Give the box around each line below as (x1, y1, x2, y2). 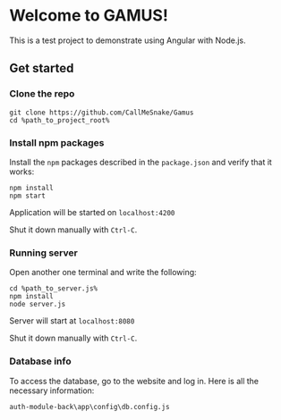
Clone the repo (9, 88, 75, 100)
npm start (9, 191, 47, 200)
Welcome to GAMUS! (9, 5, 168, 26)
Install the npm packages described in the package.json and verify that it (9, 156, 273, 167)
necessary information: (9, 385, 95, 396)
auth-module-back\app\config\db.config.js (9, 402, 170, 411)
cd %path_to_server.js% (9, 284, 98, 293)
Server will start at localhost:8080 (9, 315, 135, 326)
